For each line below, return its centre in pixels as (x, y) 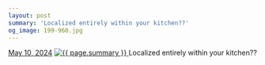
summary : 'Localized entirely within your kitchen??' (99, 23)
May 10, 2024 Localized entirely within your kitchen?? (132, 53)
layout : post (30, 15)
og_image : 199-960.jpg (45, 30)
